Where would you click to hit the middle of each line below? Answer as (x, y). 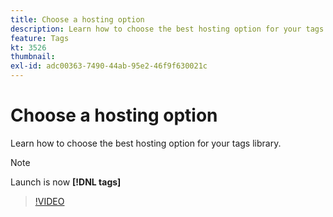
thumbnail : (33, 57)
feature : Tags (40, 38)
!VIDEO (49, 201)
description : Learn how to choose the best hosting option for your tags (167, 29)
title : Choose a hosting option (77, 19)
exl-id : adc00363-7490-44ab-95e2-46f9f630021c (109, 66)
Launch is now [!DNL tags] (66, 182)
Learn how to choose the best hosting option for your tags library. (146, 143)
